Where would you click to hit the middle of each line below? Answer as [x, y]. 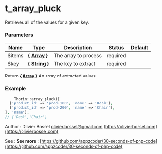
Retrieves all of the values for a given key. [47, 22]
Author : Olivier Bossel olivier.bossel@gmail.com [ [55, 126]
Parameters [19, 35]
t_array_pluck [33, 9]
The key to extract [75, 64]
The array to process [78, 56]
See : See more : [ [23, 141]
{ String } [39, 64]
